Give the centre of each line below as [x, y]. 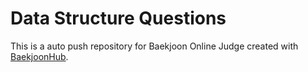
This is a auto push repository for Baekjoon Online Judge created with [154, 46]
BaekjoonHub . [39, 56]
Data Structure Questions [118, 18]
